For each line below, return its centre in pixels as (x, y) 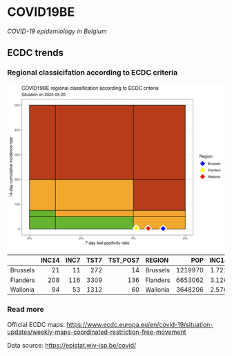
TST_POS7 (124, 261)
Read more (26, 310)
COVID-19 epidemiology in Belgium (57, 31)
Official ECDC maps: (36, 324)
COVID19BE (41, 12)
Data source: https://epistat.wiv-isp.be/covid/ (72, 345)
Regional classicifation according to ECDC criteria (93, 73)
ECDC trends (36, 53)
